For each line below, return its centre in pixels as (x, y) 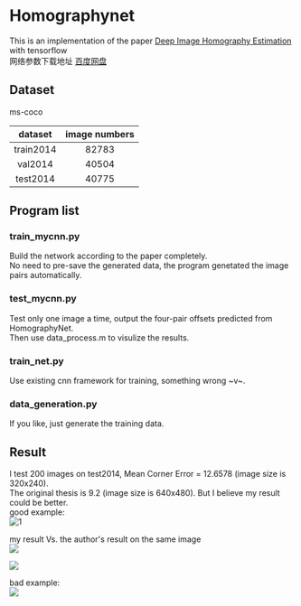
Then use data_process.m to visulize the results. (99, 337)
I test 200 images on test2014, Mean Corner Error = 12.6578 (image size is (148, 474)
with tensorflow (38, 50)
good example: (37, 512)
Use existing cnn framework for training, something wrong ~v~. (127, 381)
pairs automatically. (46, 275)
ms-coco (26, 112)
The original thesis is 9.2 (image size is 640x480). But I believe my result (145, 493)
